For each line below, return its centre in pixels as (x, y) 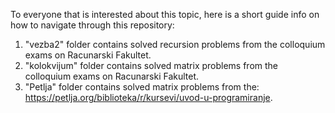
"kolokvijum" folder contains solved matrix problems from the (151, 65)
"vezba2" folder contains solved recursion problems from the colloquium (175, 44)
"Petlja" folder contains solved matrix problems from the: (142, 87)
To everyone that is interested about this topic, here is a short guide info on (165, 14)
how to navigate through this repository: (92, 25)
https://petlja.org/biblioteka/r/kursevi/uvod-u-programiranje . (148, 97)
